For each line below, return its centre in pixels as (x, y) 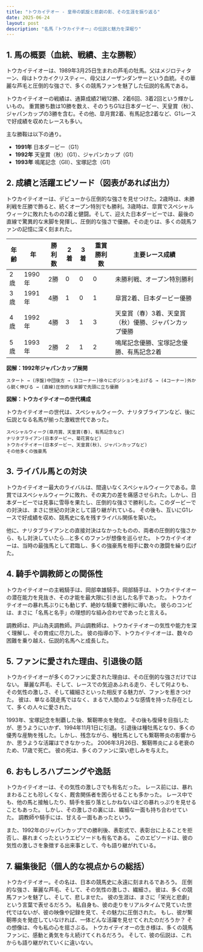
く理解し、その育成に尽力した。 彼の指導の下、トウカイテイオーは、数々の (100, 633)
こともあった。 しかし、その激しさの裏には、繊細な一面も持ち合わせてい (97, 810)
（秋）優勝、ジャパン (146, 322)
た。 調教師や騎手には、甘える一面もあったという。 (70, 818)
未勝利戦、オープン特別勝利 (154, 279)
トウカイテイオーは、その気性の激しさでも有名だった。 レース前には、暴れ (99, 787)
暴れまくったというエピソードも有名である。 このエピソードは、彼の (108, 838)
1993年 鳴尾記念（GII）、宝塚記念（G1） (64, 162)
